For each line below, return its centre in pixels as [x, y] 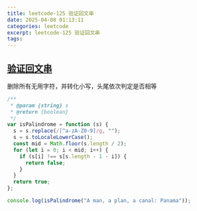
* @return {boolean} [39, 112]
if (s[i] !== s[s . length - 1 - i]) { [73, 156]
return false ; [45, 163]
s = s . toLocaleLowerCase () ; [53, 138]
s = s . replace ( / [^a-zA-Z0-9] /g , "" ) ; [67, 131]
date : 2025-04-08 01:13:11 [45, 20]
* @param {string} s [39, 105]
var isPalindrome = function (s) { [58, 125]
